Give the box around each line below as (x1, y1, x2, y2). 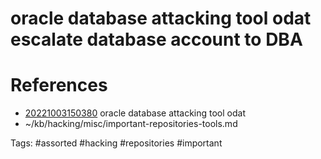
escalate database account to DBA (10, 28, 303, 51)
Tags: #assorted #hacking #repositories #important (10, 137, 223, 149)
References (10, 74, 108, 97)
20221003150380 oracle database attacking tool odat (24, 107, 246, 119)
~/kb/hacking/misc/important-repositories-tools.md (24, 118, 238, 130)
